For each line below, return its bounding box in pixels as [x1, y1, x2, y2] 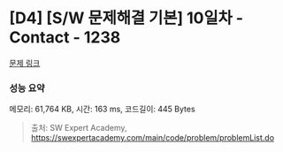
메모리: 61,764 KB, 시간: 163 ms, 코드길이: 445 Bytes [9, 103, 196, 115]
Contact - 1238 [9, 27, 121, 48]
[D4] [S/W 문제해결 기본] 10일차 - [9, 8, 244, 28]
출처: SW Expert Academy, [30, 123, 127, 133]
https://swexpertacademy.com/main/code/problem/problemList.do [30, 133, 275, 143]
